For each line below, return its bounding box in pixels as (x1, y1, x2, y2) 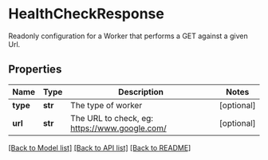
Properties (8, 63, 62, 76)
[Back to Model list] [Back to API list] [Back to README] (8, 142, 191, 152)
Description (118, 86, 164, 97)
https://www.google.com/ (70, 123, 167, 134)
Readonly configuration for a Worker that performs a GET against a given (8, 31, 249, 41)
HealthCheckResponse (8, 5, 165, 23)
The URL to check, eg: (70, 112, 154, 123)
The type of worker (70, 100, 143, 111)
